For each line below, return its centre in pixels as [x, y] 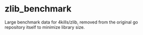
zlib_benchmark [38, 9]
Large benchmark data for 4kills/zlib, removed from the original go [71, 22]
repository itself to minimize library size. [45, 27]
